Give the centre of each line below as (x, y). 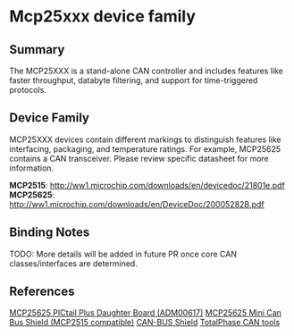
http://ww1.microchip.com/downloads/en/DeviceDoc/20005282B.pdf (137, 204)
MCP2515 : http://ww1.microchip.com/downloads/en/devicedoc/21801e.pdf (147, 185)
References (42, 292)
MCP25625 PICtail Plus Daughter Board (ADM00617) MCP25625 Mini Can (145, 313)
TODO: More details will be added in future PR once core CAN (123, 254)
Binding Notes (50, 233)
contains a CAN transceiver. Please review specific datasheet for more (139, 158)
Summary (37, 50)
